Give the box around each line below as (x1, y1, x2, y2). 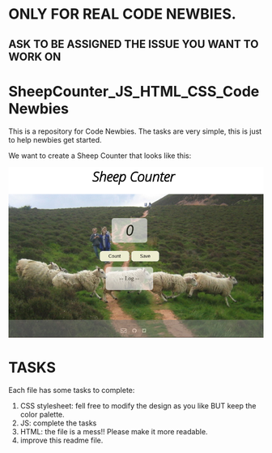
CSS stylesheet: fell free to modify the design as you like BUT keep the (19, 400, 257, 410)
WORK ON (8, 49, 62, 63)
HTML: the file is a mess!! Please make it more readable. (19, 426, 208, 436)
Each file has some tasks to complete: (8, 385, 135, 395)
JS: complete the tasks (19, 418, 97, 428)
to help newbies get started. (8, 135, 103, 144)
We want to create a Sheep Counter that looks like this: (8, 151, 192, 160)
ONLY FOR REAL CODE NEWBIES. (8, 5, 236, 24)
